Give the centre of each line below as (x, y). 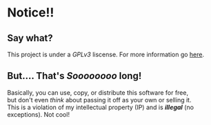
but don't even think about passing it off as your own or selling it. (99, 100)
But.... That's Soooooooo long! (74, 76)
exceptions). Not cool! (39, 114)
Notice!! (31, 13)
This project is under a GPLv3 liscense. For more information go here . (106, 54)
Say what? (30, 38)
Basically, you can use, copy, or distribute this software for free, (98, 92)
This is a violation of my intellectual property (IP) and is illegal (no (101, 107)
